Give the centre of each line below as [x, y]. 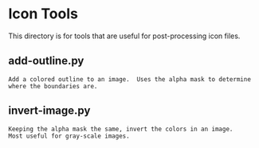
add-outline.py [46, 61]
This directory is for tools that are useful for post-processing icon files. [124, 36]
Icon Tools [43, 14]
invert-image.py [49, 111]
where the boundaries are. [53, 86]
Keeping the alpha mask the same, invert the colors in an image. [121, 129]
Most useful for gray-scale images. [69, 136]
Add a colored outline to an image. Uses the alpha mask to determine [129, 79]
